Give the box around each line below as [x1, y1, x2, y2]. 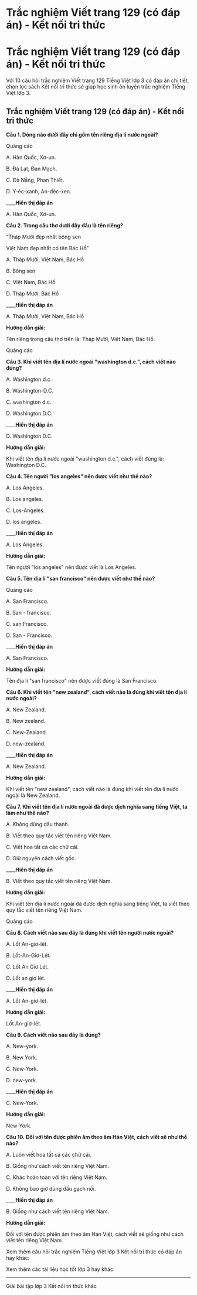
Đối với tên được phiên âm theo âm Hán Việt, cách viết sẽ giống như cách [6, 1231, 184, 1238]
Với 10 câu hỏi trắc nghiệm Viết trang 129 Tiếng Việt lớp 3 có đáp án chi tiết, [6, 77, 189, 84]
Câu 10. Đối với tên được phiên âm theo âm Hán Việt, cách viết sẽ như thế [6, 1133, 188, 1140]
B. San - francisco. [6, 609, 52, 616]
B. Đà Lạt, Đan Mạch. [6, 165, 57, 172]
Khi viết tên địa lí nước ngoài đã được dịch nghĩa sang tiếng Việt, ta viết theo [6, 900, 190, 907]
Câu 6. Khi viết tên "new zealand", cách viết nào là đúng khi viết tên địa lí [6, 689, 188, 696]
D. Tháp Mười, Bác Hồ [6, 290, 59, 297]
